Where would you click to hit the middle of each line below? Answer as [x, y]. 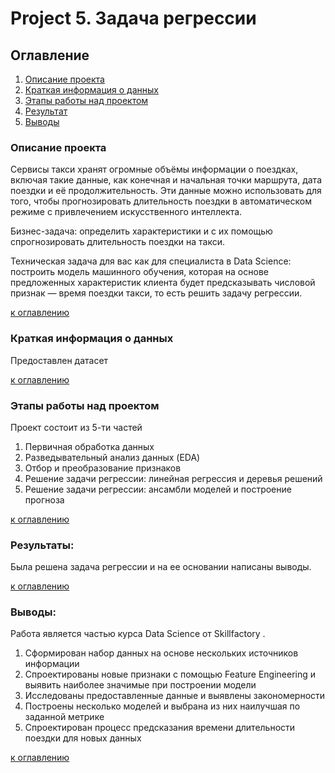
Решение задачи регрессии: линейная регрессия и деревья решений [173, 478]
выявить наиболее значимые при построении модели [140, 685]
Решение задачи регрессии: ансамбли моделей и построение [158, 489]
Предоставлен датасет [59, 360]
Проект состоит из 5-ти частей [76, 427]
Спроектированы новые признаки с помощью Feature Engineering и [170, 674]
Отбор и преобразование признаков [103, 468]
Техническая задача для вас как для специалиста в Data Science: [151, 261]
